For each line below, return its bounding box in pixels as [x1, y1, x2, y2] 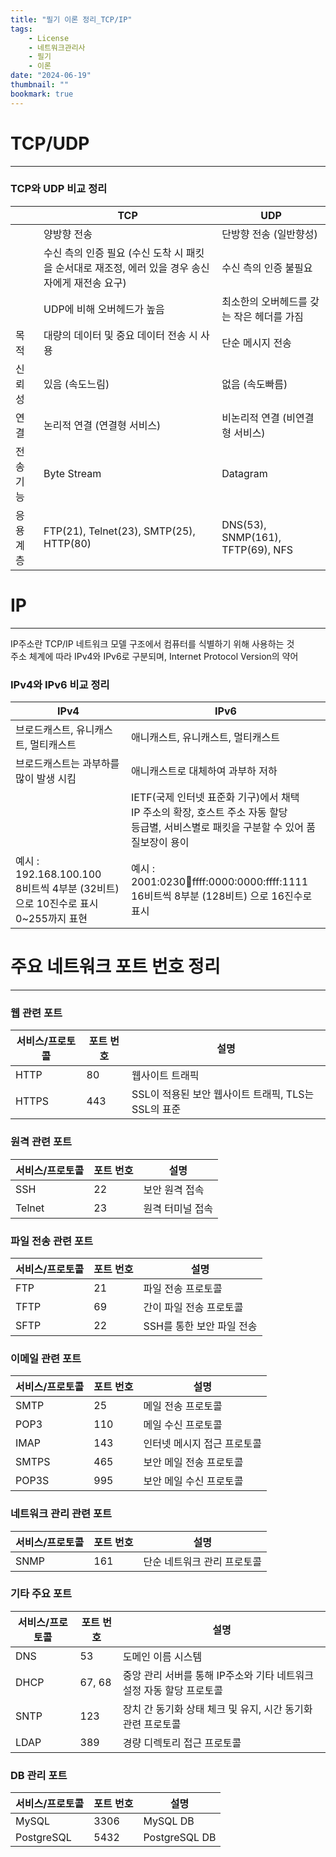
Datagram [221, 466, 268, 480]
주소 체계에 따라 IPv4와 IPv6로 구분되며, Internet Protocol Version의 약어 [10, 650, 299, 662]
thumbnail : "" [10, 80, 70, 90]
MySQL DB [143, 1814, 195, 1828]
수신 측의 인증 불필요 [221, 261, 313, 275]
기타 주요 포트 [10, 1587, 73, 1601]
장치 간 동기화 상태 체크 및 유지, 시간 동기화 [122, 1702, 313, 1716]
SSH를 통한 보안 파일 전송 [143, 1319, 258, 1333]
